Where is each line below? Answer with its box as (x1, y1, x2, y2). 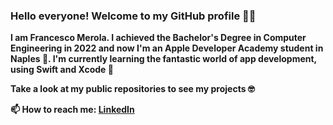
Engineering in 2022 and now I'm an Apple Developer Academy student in (10, 42, 324, 54)
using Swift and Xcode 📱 (10, 64, 114, 76)
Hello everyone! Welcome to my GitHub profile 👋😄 (10, 9, 257, 23)
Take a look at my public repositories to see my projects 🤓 (10, 83, 255, 95)
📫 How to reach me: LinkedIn (10, 104, 135, 116)
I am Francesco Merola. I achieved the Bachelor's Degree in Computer (10, 32, 307, 44)
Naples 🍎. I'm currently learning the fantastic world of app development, (10, 53, 317, 65)
